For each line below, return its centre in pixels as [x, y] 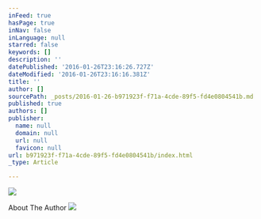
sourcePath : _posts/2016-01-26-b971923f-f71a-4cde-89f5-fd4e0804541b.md [131, 96]
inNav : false [30, 30]
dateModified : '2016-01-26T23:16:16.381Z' [79, 74]
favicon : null [38, 148]
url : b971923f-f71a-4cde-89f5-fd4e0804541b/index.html [101, 155]
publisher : [26, 119]
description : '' [35, 60]
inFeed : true [30, 15]
